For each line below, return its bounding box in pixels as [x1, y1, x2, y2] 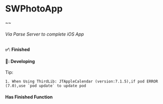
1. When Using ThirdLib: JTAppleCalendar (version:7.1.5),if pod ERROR [5, 79, 158, 84]
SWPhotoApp [5, 3, 63, 14]
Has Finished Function [5, 93, 53, 100]
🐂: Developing [5, 58, 35, 64]
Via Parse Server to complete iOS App [5, 31, 84, 37]
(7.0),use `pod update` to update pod [5, 83, 86, 88]
